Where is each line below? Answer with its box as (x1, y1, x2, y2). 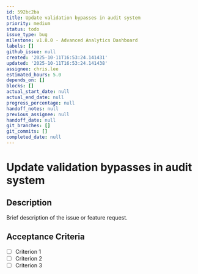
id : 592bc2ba (6, 9, 40, 15)
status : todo (6, 26, 40, 32)
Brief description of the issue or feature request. (6, 213, 128, 221)
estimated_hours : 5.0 (6, 72, 62, 78)
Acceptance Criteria (6, 232, 85, 242)
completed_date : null (6, 134, 62, 141)
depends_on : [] (6, 77, 45, 83)
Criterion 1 (15, 248, 42, 255)
